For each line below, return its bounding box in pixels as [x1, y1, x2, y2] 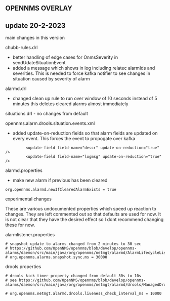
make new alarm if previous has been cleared [12, 177, 108, 184]
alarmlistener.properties [5, 232, 55, 238]
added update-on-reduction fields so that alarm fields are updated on [12, 130, 158, 136]
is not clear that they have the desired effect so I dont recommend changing [5, 217, 163, 223]
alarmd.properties [5, 167, 43, 174]
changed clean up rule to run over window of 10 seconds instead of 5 [12, 96, 157, 102]
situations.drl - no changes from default [5, 111, 89, 117]
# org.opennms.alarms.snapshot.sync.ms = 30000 [5, 255, 108, 260]
